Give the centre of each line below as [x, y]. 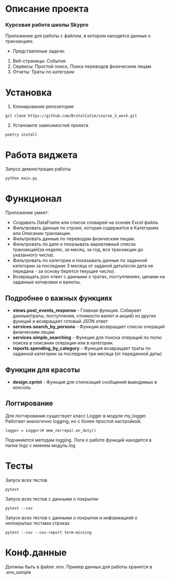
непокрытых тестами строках [38, 523]
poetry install [21, 135]
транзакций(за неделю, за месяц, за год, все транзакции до [78, 250]
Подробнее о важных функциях [59, 298]
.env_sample [18, 572]
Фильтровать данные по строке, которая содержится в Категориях [86, 228]
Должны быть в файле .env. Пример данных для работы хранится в [79, 567]
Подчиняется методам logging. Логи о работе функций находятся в [79, 440]
